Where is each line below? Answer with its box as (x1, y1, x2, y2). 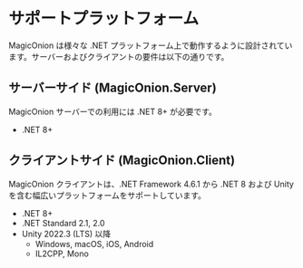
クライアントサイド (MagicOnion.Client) (8, 153, 236, 168)
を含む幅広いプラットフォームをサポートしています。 (8, 189, 206, 200)
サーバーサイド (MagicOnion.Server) (8, 81, 217, 96)
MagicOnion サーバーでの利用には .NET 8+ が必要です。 (8, 106, 217, 117)
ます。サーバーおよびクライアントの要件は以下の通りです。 (8, 51, 230, 62)
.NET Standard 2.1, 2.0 (21, 217, 105, 228)
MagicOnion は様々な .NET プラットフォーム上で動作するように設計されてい (8, 40, 293, 51)
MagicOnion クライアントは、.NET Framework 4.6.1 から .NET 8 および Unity (8, 178, 294, 189)
